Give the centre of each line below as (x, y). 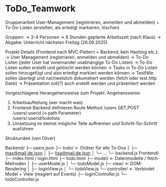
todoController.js (22, 179)
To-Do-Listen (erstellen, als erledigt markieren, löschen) (62, 27)
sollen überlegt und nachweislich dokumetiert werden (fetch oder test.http (81, 78)
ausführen (23, 128)
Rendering (16, 169)
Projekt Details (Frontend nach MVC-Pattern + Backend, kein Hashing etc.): (82, 52)
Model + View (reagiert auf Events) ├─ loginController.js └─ (66, 174)
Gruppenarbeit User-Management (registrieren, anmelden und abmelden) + (82, 22)
